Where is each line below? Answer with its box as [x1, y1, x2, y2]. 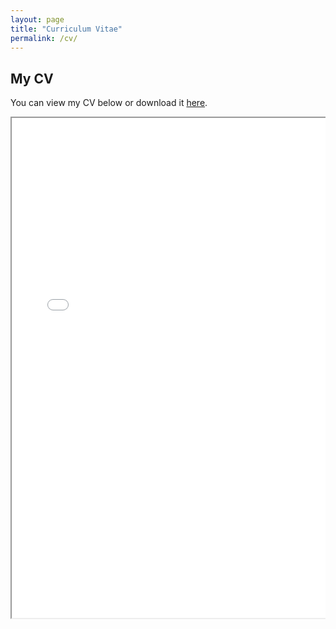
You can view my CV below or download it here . [10, 97, 208, 109]
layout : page [10, 14, 65, 25]
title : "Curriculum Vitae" [10, 24, 123, 34]
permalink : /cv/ [10, 33, 78, 43]
